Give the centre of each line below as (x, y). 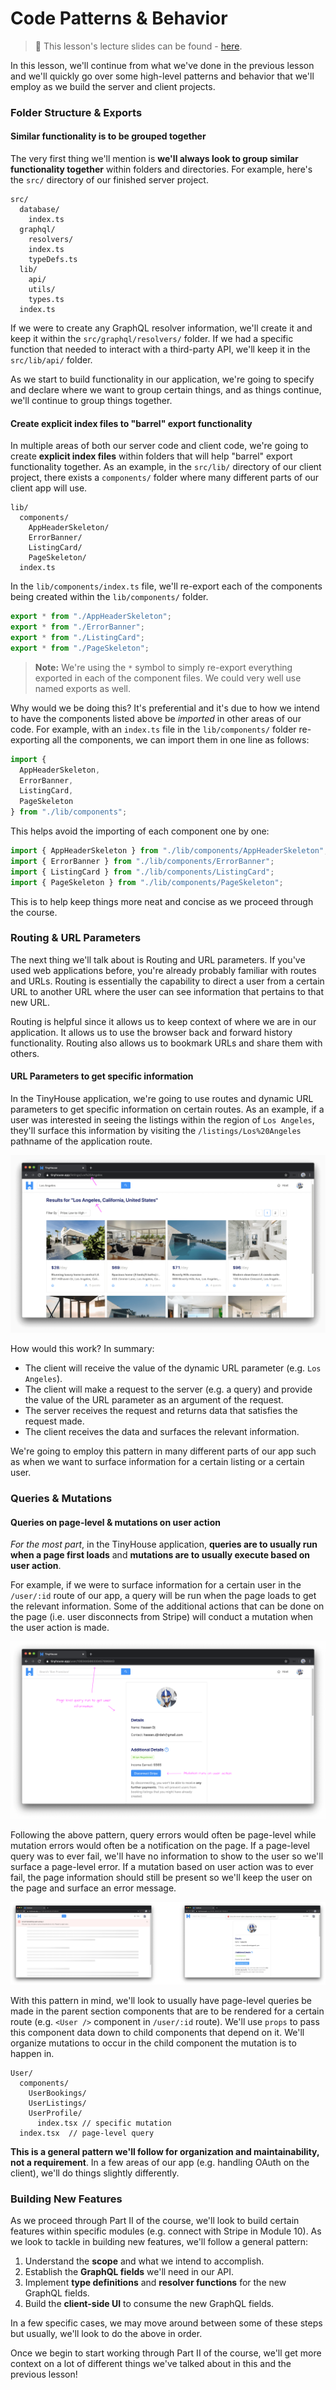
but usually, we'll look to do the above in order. (106, 2333)
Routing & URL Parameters (76, 938)
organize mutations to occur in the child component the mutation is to (153, 2043)
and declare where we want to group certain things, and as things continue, (166, 390)
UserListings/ (57, 2103)
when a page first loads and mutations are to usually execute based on (160, 1555)
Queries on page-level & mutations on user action (115, 1522)
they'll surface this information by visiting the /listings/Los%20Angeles (156, 1131)
